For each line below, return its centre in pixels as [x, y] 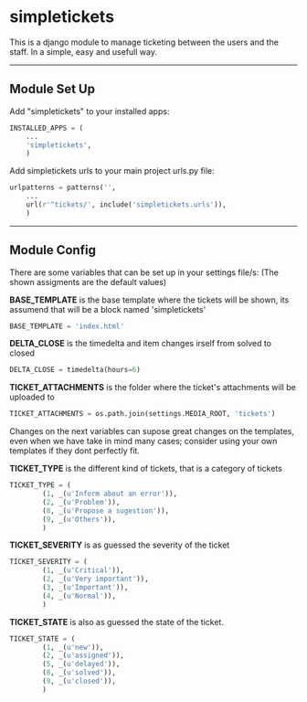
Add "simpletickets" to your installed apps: [90, 111]
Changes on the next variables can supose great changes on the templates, [152, 431]
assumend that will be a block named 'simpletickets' [108, 309]
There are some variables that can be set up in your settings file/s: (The [144, 272]
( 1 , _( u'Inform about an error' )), [110, 494]
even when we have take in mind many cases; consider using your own [143, 441]
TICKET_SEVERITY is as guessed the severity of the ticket [120, 545]
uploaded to [32, 397]
